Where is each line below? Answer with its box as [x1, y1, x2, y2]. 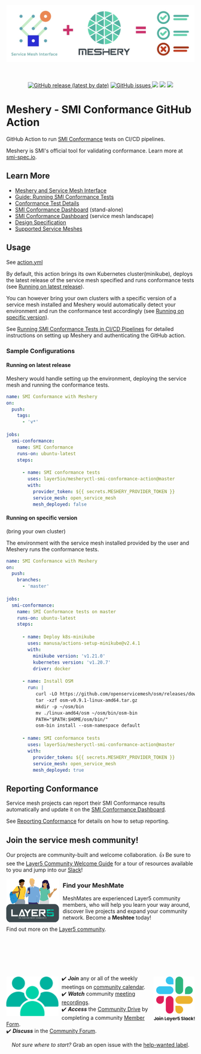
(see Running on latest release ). [6, 283, 85, 290]
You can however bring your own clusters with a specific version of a [6, 294, 176, 301]
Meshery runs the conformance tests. [6, 545, 99, 553]
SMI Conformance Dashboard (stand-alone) [14, 206, 124, 213]
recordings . [62, 999, 90, 1006]
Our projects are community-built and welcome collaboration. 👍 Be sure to [6, 852, 191, 859]
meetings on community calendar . [62, 984, 145, 991]
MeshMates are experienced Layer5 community [62, 895, 181, 902]
